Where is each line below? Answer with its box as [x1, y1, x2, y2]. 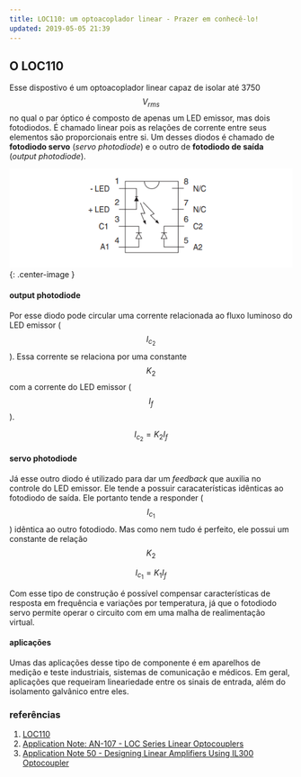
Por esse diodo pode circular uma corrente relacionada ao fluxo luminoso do [9, 310, 293, 321]
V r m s [142, 96, 160, 110]
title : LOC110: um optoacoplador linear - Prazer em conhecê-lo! [9, 14, 259, 23]
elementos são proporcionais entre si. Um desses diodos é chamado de [9, 131, 275, 143]
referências [9, 708, 61, 720]
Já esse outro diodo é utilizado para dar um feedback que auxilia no [9, 473, 261, 483]
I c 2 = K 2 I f [134, 429, 168, 443]
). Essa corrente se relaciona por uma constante [9, 351, 187, 362]
